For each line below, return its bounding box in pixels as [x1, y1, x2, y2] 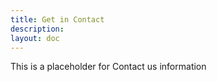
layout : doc [10, 33, 60, 43]
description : [10, 24, 65, 34]
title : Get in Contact [10, 14, 105, 25]
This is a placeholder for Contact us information [10, 61, 207, 73]
